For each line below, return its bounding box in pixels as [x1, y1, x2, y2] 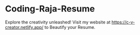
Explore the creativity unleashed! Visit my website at [5, 19, 111, 25]
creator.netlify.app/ [5, 24, 44, 30]
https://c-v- [111, 19, 135, 25]
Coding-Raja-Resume [5, 3, 95, 14]
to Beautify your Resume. [44, 24, 95, 30]
